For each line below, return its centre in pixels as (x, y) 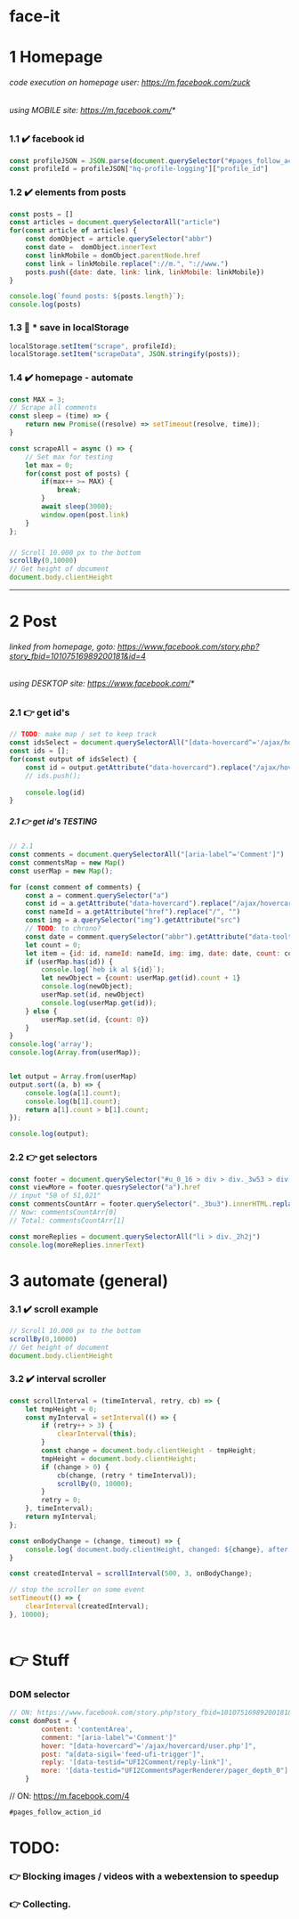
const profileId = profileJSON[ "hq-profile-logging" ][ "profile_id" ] (139, 169)
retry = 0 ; (61, 1500)
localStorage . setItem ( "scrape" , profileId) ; (93, 346)
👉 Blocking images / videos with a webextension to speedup (144, 1876)
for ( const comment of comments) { (75, 887)
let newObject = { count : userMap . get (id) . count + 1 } (141, 978)
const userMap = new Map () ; (61, 871)
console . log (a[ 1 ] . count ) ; (73, 1093)
